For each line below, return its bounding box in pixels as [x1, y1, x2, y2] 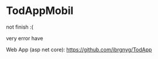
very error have [6, 34, 44, 41]
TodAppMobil [6, 4, 74, 18]
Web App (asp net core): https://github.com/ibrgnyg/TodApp [6, 46, 152, 53]
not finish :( [6, 23, 34, 30]
